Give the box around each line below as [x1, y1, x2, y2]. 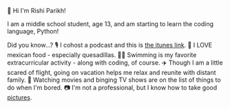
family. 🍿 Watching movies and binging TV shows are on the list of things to [7, 76, 222, 84]
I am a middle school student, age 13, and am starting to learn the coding [7, 20, 214, 28]
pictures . [7, 94, 32, 101]
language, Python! [7, 28, 59, 35]
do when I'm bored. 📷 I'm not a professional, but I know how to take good [7, 83, 218, 91]
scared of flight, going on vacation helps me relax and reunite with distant [7, 69, 216, 76]
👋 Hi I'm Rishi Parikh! [7, 7, 67, 14]
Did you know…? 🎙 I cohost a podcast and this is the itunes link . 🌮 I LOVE [7, 41, 212, 49]
